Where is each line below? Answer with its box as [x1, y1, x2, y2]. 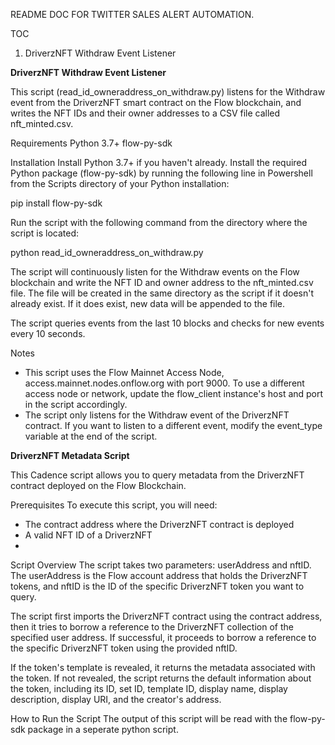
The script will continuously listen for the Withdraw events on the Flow [10, 266, 300, 278]
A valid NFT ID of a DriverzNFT [24, 529, 153, 541]
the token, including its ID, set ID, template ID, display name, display [10, 683, 288, 694]
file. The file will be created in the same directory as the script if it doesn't [10, 287, 314, 299]
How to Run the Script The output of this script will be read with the [10, 713, 288, 724]
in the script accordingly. [24, 399, 128, 410]
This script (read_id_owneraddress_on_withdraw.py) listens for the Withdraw [10, 86, 326, 98]
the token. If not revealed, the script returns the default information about [10, 672, 312, 684]
